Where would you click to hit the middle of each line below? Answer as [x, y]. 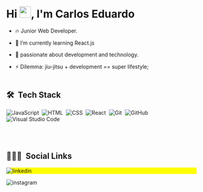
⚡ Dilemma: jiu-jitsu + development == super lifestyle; [82, 66]
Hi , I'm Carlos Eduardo [70, 14]
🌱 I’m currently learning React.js [55, 43]
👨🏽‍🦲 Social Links [39, 156]
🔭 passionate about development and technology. [77, 54]
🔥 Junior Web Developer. [46, 31]
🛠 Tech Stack [34, 95]
